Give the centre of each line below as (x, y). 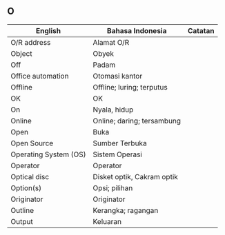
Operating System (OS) (48, 154)
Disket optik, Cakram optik (135, 176)
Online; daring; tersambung (137, 121)
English (48, 30)
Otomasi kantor (118, 76)
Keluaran (107, 221)
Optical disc (30, 176)
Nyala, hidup (113, 110)
